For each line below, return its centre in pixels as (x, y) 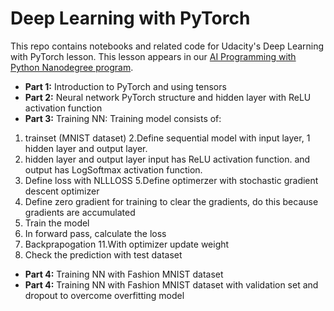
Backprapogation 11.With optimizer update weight (127, 244)
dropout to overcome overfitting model (104, 295)
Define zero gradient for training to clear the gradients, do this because (171, 201)
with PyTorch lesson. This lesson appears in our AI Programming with (153, 56)
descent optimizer (62, 191)
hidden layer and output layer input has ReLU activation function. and (167, 159)
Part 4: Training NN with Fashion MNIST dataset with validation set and (171, 284)
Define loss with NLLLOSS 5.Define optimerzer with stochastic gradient (171, 180)
